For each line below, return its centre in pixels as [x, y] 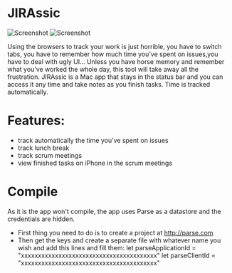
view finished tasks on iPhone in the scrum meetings [95, 163]
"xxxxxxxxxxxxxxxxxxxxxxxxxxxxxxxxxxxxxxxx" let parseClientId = [116, 255]
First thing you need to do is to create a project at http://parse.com [115, 232]
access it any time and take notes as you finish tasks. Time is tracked [109, 84]
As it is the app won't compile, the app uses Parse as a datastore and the [114, 211]
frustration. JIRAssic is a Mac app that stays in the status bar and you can [115, 77]
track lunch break [43, 148]
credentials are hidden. [41, 219]
